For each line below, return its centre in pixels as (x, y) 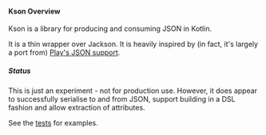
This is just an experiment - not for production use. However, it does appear (133, 91)
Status (20, 71)
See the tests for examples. (53, 123)
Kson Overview (34, 11)
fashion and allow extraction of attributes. (77, 108)
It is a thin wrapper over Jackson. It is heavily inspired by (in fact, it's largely (133, 44)
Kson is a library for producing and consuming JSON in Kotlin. (110, 29)
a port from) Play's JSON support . (64, 52)
